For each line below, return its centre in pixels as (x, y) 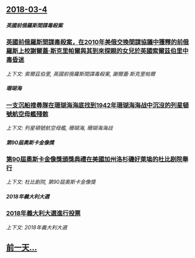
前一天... (22, 248)
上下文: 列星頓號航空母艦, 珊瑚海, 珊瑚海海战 (59, 128)
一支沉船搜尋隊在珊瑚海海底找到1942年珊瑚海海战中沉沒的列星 (95, 105)
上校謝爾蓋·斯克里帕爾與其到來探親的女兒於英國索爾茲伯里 (100, 51)
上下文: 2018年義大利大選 (37, 227)
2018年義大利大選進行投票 (43, 213)
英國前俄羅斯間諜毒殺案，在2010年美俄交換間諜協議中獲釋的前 (95, 42)
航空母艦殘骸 (30, 114)
